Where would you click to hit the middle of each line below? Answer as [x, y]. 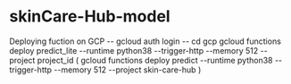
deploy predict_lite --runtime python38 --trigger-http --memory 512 [134, 50]
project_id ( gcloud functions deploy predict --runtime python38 [155, 60]
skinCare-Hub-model [90, 17]
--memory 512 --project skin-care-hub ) [127, 70]
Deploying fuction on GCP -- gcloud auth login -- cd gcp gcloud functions [145, 41]
